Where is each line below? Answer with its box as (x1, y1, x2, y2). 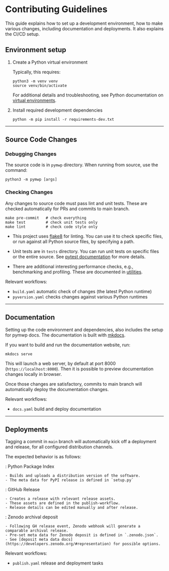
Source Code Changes (5, 135, 77, 144)
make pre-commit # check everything (5, 215, 87, 220)
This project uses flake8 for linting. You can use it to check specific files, (12, 233, 163, 239)
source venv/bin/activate (12, 83, 67, 88)
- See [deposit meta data (5, 537, 59, 542)
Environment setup (5, 45, 66, 54)
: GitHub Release (5, 487, 40, 493)
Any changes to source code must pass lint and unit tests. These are (5, 200, 147, 206)
